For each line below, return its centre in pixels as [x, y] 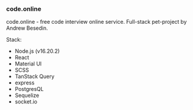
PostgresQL [29, 89]
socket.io [26, 102]
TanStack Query [34, 77]
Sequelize [27, 95]
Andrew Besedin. [27, 28]
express [24, 83]
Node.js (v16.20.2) [37, 51]
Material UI [28, 64]
